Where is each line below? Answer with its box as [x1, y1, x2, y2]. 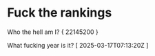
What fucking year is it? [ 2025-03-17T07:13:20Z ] [7, 41, 149, 49]
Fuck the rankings [7, 5, 112, 21]
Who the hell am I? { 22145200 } [7, 28, 99, 36]
